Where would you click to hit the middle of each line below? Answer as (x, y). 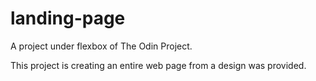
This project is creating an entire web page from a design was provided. (158, 65)
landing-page (68, 18)
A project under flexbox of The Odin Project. (101, 46)
